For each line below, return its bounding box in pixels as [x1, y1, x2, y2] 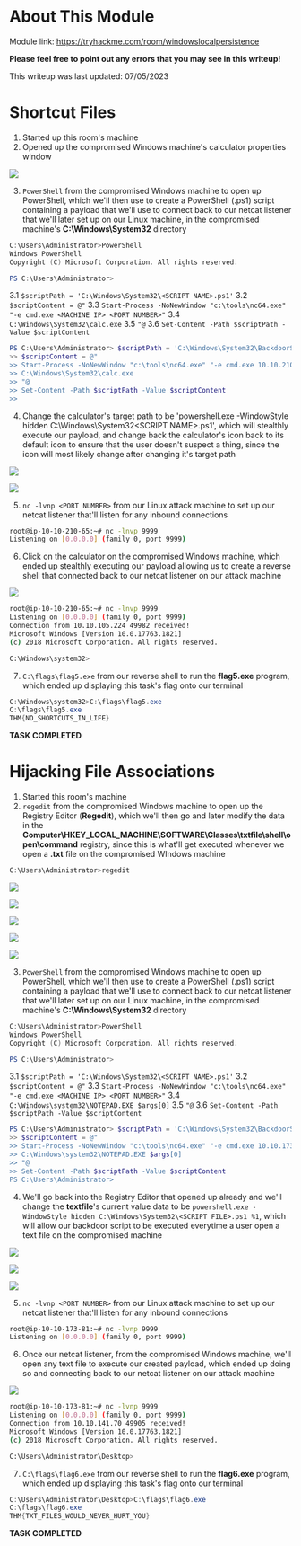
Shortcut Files [9, 102, 116, 123]
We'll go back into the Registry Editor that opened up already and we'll [21, 1191, 282, 1202]
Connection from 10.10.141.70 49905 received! [9, 1419, 186, 1428]
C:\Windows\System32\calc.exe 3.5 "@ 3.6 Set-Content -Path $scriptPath [9, 319, 279, 330]
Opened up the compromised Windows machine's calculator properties [21, 141, 287, 152]
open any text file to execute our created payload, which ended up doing [21, 1358, 291, 1369]
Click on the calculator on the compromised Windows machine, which [21, 551, 280, 562]
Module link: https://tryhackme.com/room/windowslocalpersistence [9, 36, 260, 47]
